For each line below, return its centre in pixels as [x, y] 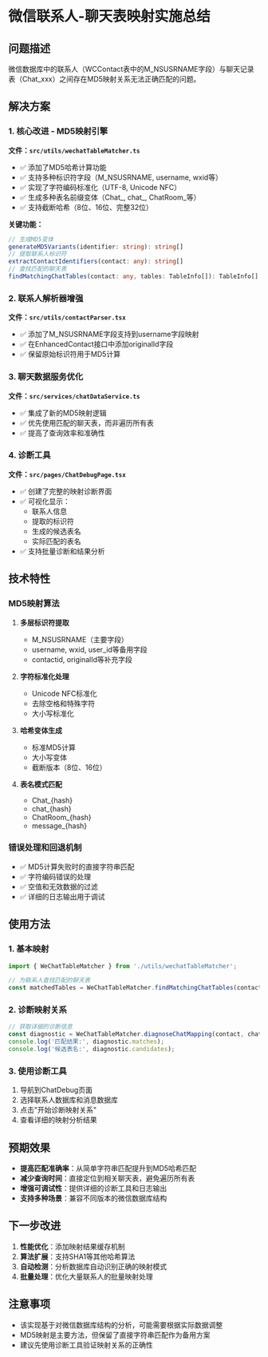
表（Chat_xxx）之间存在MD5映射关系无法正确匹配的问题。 [104, 79]
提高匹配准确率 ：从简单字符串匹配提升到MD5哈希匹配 [108, 1169]
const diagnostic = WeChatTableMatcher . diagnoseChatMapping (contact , [126, 1034]
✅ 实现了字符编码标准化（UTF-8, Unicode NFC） [100, 187]
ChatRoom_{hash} [61, 817]
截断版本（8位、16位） [69, 767]
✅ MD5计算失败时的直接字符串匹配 [77, 867]
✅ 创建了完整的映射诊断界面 [66, 491]
